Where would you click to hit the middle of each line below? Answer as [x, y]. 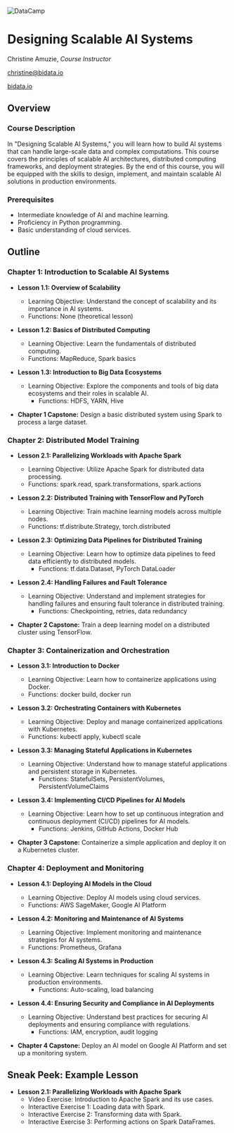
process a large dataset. [52, 422]
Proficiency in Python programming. [70, 222]
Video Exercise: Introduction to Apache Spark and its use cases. [121, 1099]
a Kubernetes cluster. [48, 850]
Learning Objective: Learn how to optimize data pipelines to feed [122, 553]
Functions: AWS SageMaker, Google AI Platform [97, 905]
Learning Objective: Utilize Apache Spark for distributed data [116, 469]
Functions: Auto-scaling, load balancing [96, 989]
